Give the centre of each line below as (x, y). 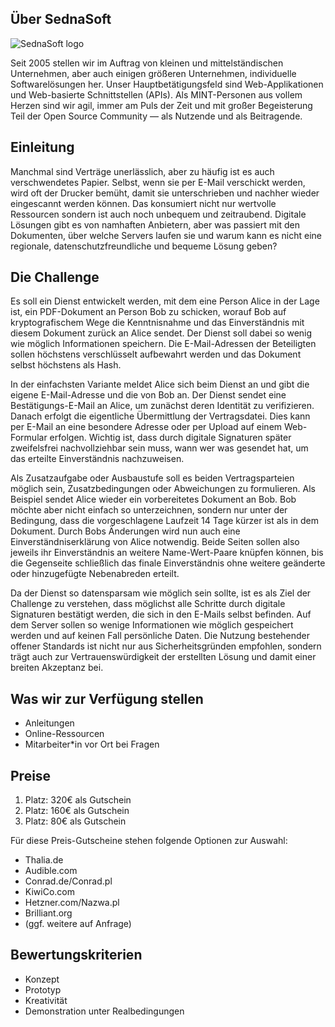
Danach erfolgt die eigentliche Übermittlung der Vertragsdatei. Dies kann (160, 416)
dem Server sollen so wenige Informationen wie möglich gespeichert (152, 625)
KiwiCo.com (49, 892)
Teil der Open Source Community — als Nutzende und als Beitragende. (156, 116)
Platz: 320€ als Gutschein (78, 800)
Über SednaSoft (61, 19)
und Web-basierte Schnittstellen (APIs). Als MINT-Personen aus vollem (156, 94)
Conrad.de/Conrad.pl (68, 881)
